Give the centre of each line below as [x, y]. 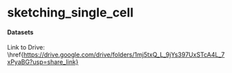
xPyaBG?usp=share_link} [43, 62]
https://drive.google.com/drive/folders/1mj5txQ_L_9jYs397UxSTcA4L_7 [124, 55]
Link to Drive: [26, 48]
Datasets [20, 32]
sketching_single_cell [70, 13]
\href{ [16, 55]
